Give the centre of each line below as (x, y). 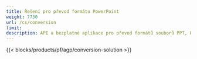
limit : (14, 28)
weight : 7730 (22, 17)
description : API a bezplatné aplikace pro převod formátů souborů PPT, (97, 33)
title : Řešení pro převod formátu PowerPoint (62, 11)
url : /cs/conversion (31, 22)
